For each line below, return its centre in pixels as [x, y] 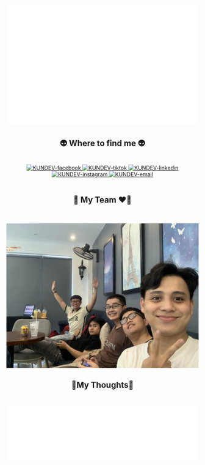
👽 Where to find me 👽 [103, 143]
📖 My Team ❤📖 [103, 200]
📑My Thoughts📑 [103, 385]
